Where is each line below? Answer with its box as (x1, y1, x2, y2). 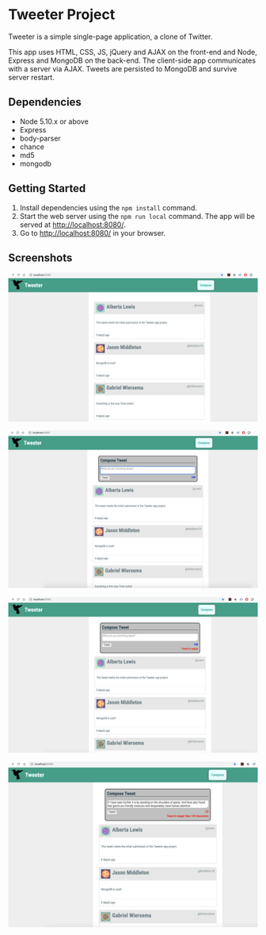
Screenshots (8, 251, 73, 264)
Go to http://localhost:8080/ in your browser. (19, 228, 166, 237)
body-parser (19, 133, 61, 143)
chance (19, 141, 45, 152)
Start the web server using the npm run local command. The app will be (19, 211, 256, 221)
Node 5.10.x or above (19, 117, 89, 126)
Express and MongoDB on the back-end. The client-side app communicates (8, 56, 256, 65)
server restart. (8, 72, 55, 82)
